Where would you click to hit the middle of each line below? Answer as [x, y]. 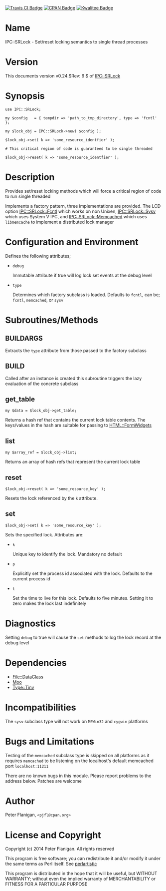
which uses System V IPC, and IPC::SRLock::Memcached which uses [76, 216]
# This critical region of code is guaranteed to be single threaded [79, 149]
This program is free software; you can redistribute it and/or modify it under [83, 859]
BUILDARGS [24, 338]
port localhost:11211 [27, 766]
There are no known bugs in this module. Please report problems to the [78, 776]
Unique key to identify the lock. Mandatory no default [67, 554]
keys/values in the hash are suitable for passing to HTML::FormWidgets [79, 425]
